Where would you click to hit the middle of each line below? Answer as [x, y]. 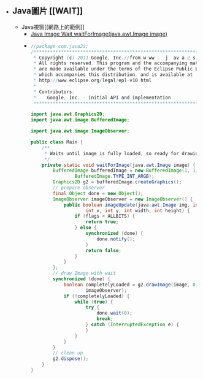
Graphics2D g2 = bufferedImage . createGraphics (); [117, 182]
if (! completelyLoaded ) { [97, 296]
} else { [86, 228]
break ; [105, 319]
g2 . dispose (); [71, 359]
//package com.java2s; [59, 46]
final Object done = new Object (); [98, 193]
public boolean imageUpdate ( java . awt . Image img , [127, 205]
